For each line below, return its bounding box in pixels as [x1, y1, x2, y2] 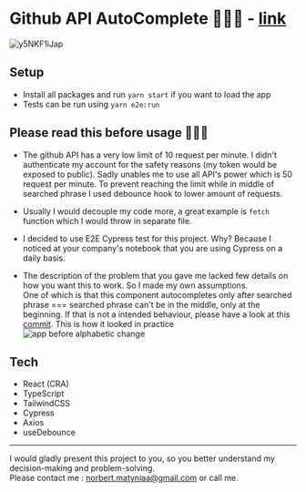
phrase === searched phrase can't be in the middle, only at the [22, 299, 260, 310]
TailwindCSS [22, 398, 71, 409]
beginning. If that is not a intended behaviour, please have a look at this [22, 309, 291, 320]
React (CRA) [22, 378, 70, 390]
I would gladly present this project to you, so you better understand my [9, 453, 276, 464]
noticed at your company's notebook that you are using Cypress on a [22, 242, 283, 253]
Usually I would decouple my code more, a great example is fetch [22, 205, 270, 217]
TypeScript [22, 388, 65, 399]
